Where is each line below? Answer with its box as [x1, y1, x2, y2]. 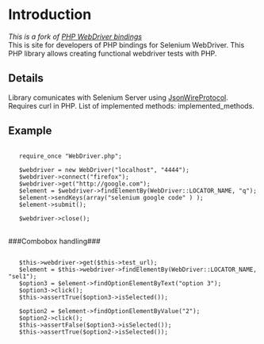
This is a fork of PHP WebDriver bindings [8, 32, 143, 41]
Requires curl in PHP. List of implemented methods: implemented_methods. [8, 101, 255, 110]
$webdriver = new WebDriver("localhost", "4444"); [18, 166, 190, 174]
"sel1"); [8, 272, 37, 281]
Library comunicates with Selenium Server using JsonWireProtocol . [8, 93, 228, 102]
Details [8, 71, 44, 85]
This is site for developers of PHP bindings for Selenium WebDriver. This [8, 40, 245, 49]
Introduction [8, 6, 92, 24]
